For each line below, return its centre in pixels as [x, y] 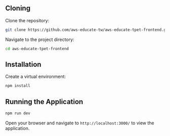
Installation [23, 64]
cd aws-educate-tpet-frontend [37, 49]
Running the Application [44, 101]
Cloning [18, 8]
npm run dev [18, 113]
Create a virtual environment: [36, 77]
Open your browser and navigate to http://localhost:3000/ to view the [80, 123]
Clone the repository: [27, 20]
